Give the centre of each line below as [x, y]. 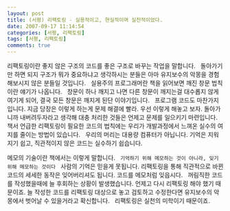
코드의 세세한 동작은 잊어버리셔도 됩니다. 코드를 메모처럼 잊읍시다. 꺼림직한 [109, 175]
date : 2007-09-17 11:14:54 [46, 26]
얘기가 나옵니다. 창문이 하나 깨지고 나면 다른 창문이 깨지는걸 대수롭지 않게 [119, 91]
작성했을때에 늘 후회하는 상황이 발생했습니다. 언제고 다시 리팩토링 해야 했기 [114, 184]
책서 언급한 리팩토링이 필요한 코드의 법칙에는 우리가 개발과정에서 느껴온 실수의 [112, 126]
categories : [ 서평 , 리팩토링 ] [46, 33]
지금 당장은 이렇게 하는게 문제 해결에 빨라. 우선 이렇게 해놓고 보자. [115, 109]
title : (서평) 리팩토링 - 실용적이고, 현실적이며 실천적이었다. [85, 20]
